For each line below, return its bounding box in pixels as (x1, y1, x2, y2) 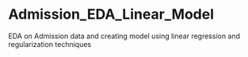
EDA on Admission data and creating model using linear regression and (8, 31, 240, 41)
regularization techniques (8, 39, 92, 48)
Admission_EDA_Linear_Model (8, 5, 215, 23)
